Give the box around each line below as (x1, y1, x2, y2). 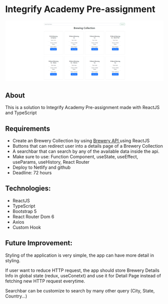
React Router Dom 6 (12, 214, 54, 220)
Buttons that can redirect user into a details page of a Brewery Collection (12, 143, 163, 149)
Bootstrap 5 (12, 208, 37, 214)
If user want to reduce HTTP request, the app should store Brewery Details (5, 267, 159, 273)
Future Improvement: (5, 239, 73, 247)
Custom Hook (12, 224, 41, 230)
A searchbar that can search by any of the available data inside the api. (12, 148, 159, 154)
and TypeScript (5, 110, 37, 116)
